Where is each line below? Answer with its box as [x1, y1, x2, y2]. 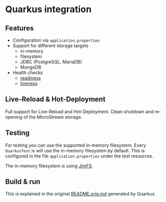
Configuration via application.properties [12, 37, 100, 43]
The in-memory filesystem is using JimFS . [5, 162, 93, 169]
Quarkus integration [5, 4, 92, 15]
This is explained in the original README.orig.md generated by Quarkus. [5, 191, 156, 197]
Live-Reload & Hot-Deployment [5, 95, 106, 104]
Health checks [12, 70, 43, 76]
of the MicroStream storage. [23, 114, 82, 120]
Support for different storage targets [12, 43, 89, 49]
